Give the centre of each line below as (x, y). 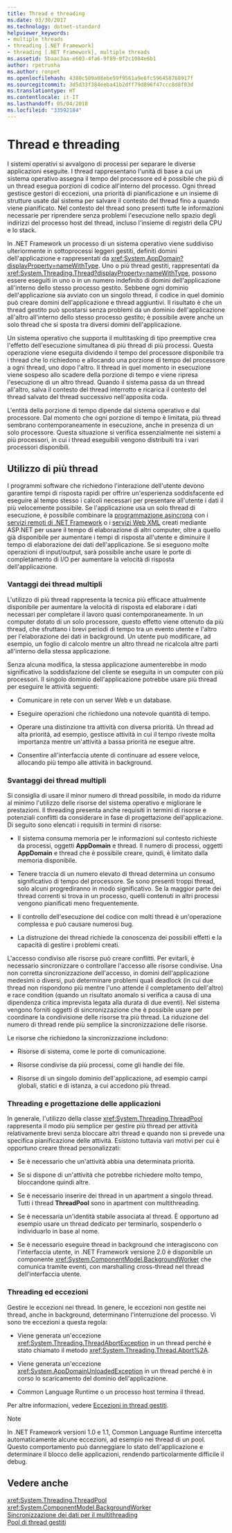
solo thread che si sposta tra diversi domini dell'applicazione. (95, 324)
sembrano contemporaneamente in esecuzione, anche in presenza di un (110, 425)
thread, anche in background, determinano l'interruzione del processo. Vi (112, 1315)
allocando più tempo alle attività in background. (85, 762)
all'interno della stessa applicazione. (59, 651)
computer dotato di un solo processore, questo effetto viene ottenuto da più (115, 622)
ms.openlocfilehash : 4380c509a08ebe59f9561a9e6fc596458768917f (100, 78)
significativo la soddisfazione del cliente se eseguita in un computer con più (115, 672)
